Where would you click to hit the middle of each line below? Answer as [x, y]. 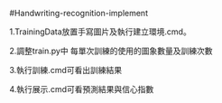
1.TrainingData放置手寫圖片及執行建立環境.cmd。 [100, 32]
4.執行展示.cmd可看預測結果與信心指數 [82, 89]
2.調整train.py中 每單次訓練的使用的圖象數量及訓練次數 [111, 51]
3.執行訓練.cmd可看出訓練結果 [66, 70]
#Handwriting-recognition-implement [79, 13]
